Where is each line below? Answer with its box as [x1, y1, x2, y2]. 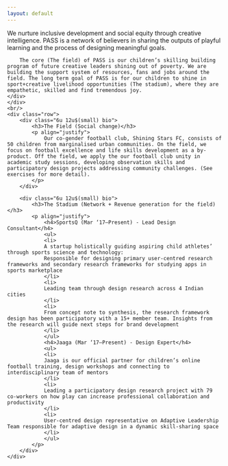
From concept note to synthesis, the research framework [43, 309, 210, 316]
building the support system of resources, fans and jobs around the [7, 69, 210, 75]
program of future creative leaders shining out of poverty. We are [7, 62, 207, 69]
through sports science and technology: [7, 248, 125, 256]
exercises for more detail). [7, 171, 90, 178]
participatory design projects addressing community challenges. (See [7, 165, 213, 172]
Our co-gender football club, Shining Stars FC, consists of [43, 135, 223, 141]
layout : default [7, 10, 53, 17]
